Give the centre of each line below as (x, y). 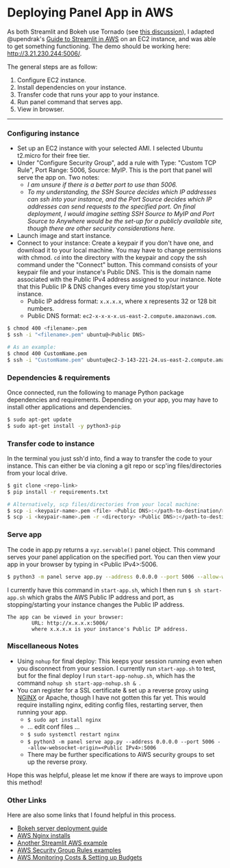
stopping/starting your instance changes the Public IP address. (96, 604)
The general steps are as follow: (52, 67)
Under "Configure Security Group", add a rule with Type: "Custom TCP (117, 163)
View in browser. (40, 109)
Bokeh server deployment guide (62, 828)
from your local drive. (37, 473)
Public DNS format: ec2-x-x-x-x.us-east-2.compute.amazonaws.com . (122, 316)
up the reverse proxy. (57, 762)
